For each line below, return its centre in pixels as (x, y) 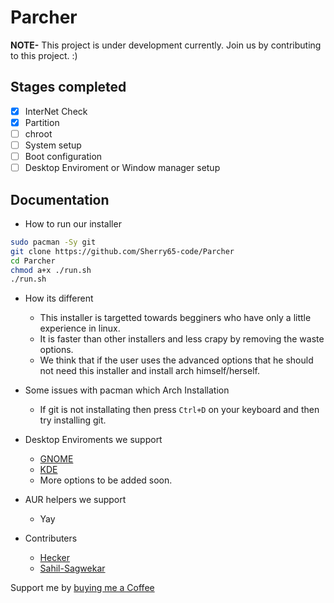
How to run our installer (73, 223)
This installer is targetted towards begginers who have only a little (175, 318)
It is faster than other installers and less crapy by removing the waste (182, 339)
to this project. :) (44, 55)
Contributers (51, 538)
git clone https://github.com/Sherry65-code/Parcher (122, 251)
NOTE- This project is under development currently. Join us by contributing (166, 45)
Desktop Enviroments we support (93, 440)
